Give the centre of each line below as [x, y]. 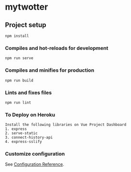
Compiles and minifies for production [50, 70]
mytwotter [27, 7]
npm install [17, 36]
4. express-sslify [23, 142]
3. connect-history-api [29, 138]
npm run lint [18, 102]
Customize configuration [35, 154]
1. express [16, 129]
